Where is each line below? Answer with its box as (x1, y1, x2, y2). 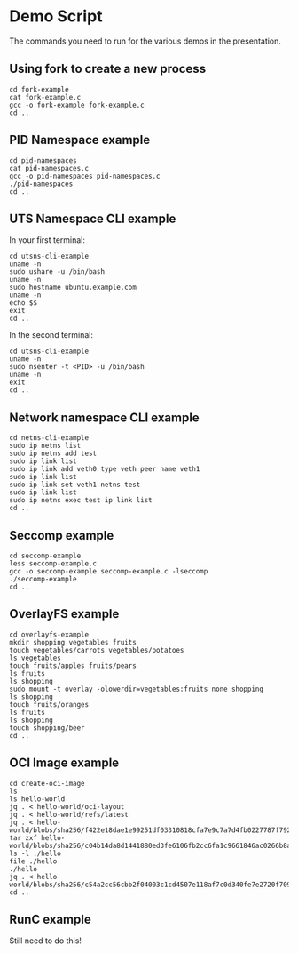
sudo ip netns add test (9, 449, 98, 459)
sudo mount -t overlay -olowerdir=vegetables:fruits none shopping (9, 685, 264, 693)
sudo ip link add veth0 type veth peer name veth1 (9, 465, 200, 474)
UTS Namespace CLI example (9, 211, 176, 226)
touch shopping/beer (9, 723, 86, 733)
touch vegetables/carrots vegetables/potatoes (9, 645, 184, 654)
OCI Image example (9, 756, 120, 771)
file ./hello (9, 856, 58, 866)
